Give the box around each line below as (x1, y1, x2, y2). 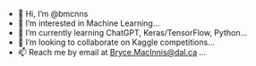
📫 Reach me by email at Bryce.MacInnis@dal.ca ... (17, 47, 207, 57)
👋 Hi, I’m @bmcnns (17, 9, 89, 19)
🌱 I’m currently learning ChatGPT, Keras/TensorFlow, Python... (17, 28, 248, 37)
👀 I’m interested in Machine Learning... (17, 18, 160, 29)
